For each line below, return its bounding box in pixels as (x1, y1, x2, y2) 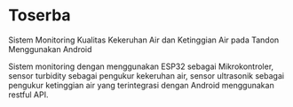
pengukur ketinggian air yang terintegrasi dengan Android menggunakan (8, 80, 274, 90)
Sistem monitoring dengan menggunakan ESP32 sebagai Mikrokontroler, (8, 61, 274, 72)
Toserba (8, 5, 72, 26)
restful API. (8, 89, 50, 100)
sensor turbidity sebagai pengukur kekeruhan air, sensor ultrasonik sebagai (8, 70, 285, 80)
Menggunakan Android (8, 43, 92, 54)
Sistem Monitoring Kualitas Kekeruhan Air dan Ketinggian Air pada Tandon (8, 34, 280, 45)
